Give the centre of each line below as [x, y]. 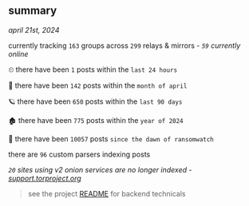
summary [33, 11]
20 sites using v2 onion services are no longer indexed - [100, 169]
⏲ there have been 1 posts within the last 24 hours [93, 69]
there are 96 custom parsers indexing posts [79, 154]
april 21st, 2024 [34, 30]
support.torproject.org [45, 178]
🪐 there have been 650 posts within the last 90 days [95, 101]
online [18, 53]
